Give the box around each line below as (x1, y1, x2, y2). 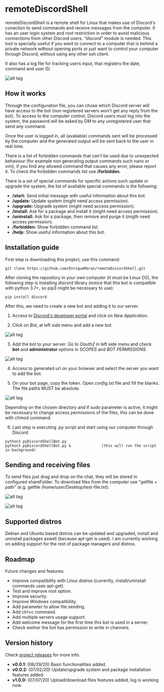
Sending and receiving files (5, 460, 91, 469)
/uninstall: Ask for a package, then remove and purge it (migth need (12, 213, 150, 219)
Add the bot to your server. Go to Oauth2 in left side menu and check (12, 341, 152, 347)
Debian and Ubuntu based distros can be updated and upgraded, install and (5, 531, 158, 536)
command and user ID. (5, 65, 51, 72)
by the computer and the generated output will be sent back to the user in (5, 138, 154, 144)
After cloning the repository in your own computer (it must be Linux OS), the (5, 274, 159, 280)
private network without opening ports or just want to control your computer (5, 46, 159, 52)
